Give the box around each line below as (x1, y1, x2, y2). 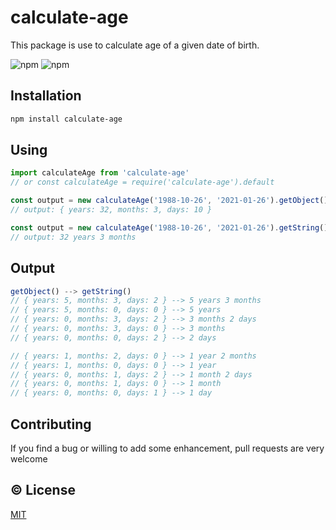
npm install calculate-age (10, 114, 123, 124)
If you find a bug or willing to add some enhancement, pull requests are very (10, 442, 325, 454)
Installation (10, 87, 82, 105)
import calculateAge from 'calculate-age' (10, 168, 190, 178)
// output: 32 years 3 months (10, 232, 137, 242)
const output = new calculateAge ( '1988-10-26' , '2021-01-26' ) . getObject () (10, 196, 329, 206)
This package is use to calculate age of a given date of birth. (10, 39, 260, 51)
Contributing (10, 416, 92, 433)
